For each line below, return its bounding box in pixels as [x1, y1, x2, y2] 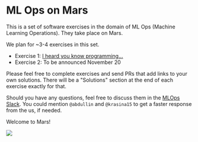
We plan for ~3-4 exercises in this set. [6, 41, 100, 48]
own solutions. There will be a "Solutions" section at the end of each [6, 76, 174, 83]
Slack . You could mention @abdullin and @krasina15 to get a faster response [6, 100, 192, 107]
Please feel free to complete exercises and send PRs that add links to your [6, 70, 188, 77]
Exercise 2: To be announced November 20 [14, 59, 122, 66]
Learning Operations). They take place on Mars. [6, 29, 123, 36]
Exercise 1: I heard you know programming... [14, 52, 123, 59]
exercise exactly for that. [6, 82, 67, 89]
